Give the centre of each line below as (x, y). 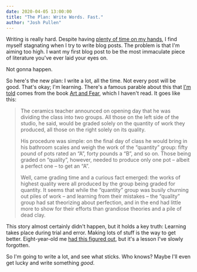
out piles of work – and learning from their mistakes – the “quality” (100, 196)
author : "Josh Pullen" (34, 22)
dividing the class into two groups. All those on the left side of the (100, 117)
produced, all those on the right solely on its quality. (83, 130)
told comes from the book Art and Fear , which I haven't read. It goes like (93, 93)
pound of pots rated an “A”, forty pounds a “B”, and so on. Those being (106, 154)
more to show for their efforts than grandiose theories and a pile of (101, 209)
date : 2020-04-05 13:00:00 (39, 11)
